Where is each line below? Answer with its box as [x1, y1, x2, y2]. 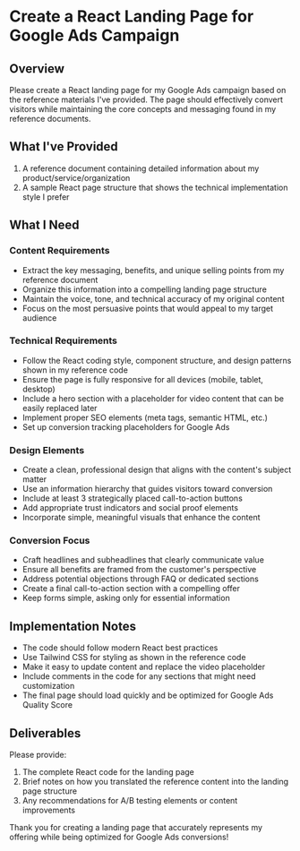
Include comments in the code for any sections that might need [21, 671, 256, 682]
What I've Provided [9, 139, 118, 154]
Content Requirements [9, 245, 110, 257]
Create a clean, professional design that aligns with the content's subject [21, 464, 292, 476]
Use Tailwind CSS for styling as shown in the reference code [21, 652, 246, 663]
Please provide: [9, 750, 67, 761]
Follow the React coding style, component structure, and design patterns [21, 355, 292, 365]
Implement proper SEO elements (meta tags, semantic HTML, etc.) [21, 412, 269, 423]
